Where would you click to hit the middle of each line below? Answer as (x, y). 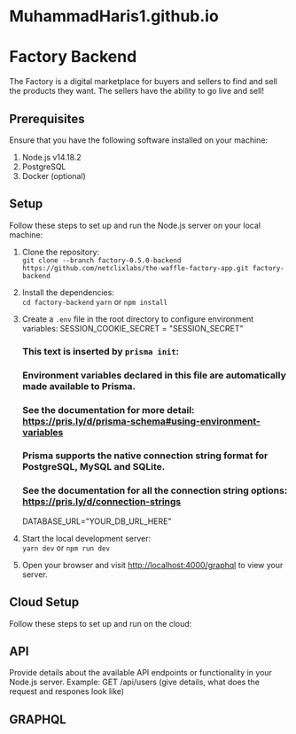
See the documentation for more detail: (108, 410)
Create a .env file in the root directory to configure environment (138, 319)
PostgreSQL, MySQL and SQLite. (93, 467)
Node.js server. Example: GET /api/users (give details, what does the (134, 682)
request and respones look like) (67, 691)
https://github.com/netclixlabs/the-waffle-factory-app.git (135, 268)
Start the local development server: (86, 538)
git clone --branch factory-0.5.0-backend (101, 260)
